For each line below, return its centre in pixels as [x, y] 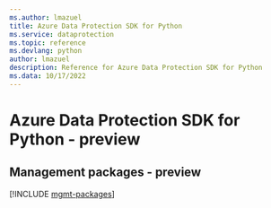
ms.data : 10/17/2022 [48, 76]
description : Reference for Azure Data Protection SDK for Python [136, 68]
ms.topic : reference [48, 43]
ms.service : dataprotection [62, 34]
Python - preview [75, 139]
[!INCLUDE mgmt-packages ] [62, 194]
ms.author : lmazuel [46, 17]
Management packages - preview [105, 173]
